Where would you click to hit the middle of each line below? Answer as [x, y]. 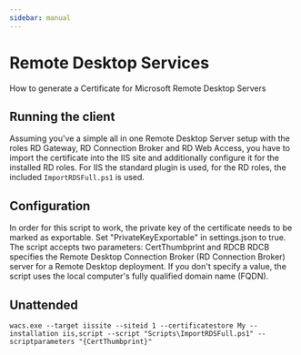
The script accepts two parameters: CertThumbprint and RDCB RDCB [140, 248]
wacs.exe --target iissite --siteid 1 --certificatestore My [128, 326]
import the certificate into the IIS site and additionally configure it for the [145, 158]
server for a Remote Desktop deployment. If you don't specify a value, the [148, 267]
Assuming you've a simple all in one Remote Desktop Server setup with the [150, 138]
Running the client [62, 116]
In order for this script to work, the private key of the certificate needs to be [151, 228]
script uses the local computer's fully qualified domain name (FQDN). [139, 276]
